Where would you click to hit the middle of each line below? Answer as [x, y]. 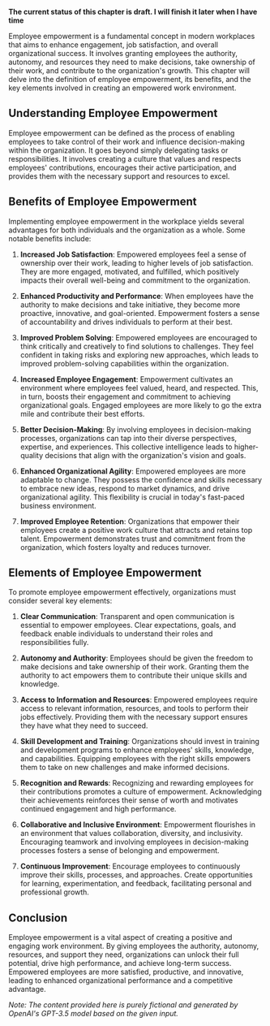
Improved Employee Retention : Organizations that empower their [130, 521]
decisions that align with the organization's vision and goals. [145, 455]
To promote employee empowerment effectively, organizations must [122, 592]
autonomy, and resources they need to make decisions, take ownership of [132, 62]
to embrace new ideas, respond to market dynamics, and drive [125, 488]
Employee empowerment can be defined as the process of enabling [122, 132]
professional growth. [54, 892]
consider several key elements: [60, 601]
